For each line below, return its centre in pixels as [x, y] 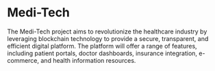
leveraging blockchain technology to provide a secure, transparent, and [108, 38]
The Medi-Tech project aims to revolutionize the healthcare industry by [107, 31]
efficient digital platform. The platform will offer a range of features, [102, 46]
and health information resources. [88, 60]
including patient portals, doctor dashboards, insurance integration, [102, 53]
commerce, [23, 60]
